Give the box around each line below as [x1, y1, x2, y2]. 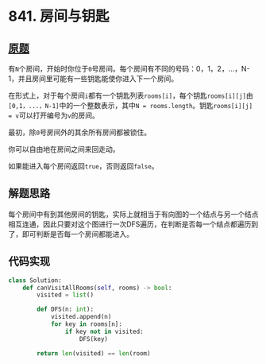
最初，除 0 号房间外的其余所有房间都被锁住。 [8, 128, 152, 137]
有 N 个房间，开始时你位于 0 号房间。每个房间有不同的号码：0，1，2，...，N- [8, 64, 250, 73]
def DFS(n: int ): [37, 305, 94, 314]
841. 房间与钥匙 [8, 7, 110, 25]
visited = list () [37, 291, 94, 299]
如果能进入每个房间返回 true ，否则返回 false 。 [8, 161, 159, 171]
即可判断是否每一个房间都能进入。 [21, 229, 133, 238]
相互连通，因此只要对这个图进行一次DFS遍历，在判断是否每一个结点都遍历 [8, 219, 252, 229]
